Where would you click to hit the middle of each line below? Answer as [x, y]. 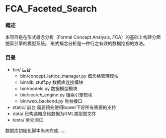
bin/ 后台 [22, 70]
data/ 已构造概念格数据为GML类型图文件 [54, 113]
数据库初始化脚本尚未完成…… [36, 130]
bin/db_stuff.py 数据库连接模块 [52, 82]
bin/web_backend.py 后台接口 [51, 101]
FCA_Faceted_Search [51, 9]
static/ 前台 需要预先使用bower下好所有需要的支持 [64, 107]
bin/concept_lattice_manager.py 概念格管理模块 [69, 76]
